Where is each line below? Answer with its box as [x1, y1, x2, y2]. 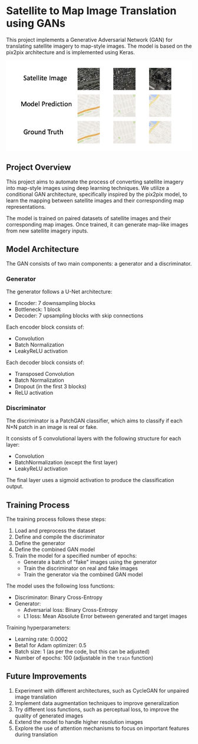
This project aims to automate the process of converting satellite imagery [6, 178, 184, 185]
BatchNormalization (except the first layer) [14, 459, 118, 466]
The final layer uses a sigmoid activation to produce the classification [6, 477, 174, 484]
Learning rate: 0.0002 [14, 635, 68, 643]
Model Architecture [6, 244, 80, 254]
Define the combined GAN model [14, 546, 95, 553]
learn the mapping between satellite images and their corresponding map [6, 196, 184, 204]
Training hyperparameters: [6, 624, 71, 631]
